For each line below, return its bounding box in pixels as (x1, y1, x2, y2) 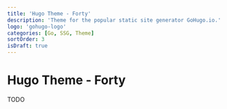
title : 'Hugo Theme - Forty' (7, 10, 91, 17)
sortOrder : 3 (7, 36, 45, 43)
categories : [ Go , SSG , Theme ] (7, 29, 95, 37)
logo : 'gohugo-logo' (7, 23, 67, 30)
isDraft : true (7, 42, 48, 49)
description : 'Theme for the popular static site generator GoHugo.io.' (7, 17, 221, 24)
